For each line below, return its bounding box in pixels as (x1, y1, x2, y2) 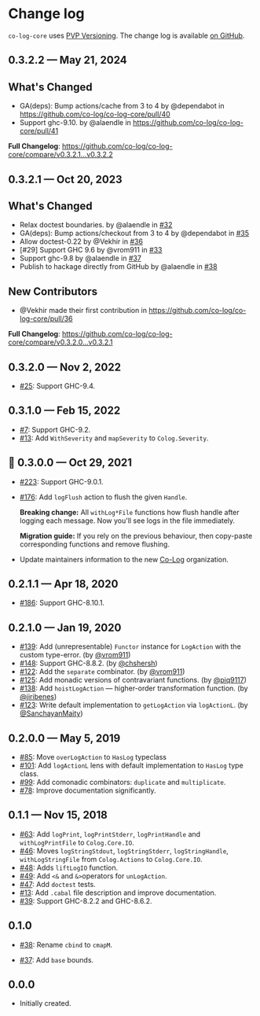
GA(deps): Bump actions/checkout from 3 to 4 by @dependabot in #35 (19, 229, 250, 238)
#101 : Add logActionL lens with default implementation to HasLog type (19, 760, 244, 771)
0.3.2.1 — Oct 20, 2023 (8, 172, 123, 186)
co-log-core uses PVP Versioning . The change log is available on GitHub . (8, 31, 245, 40)
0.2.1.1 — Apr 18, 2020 (8, 577, 119, 591)
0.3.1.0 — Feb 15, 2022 (8, 404, 121, 418)
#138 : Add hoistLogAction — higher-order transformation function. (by (19, 683, 249, 693)
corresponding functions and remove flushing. (19, 539, 170, 549)
